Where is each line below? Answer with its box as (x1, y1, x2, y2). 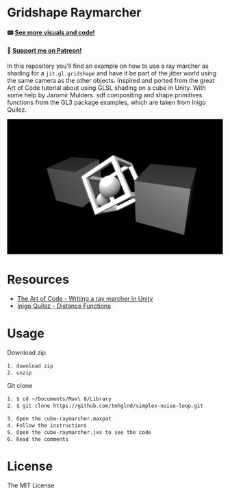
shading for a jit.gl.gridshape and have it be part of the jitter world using (7, 69, 217, 77)
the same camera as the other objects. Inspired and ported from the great (7, 76, 215, 84)
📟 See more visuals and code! (7, 28, 95, 36)
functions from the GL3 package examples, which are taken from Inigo (7, 98, 207, 106)
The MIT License (7, 481, 55, 490)
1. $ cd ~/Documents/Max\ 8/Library (7, 396, 112, 402)
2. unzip (7, 369, 32, 376)
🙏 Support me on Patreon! (7, 47, 82, 55)
